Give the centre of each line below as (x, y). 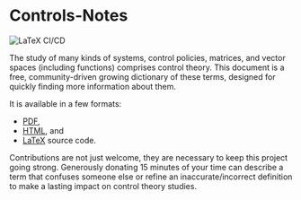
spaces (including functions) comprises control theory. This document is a (147, 67)
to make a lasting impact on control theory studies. (103, 186)
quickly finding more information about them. (93, 86)
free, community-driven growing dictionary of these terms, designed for (142, 76)
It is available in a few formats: (66, 103)
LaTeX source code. (59, 140)
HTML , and (43, 130)
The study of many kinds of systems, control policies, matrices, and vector (147, 57)
